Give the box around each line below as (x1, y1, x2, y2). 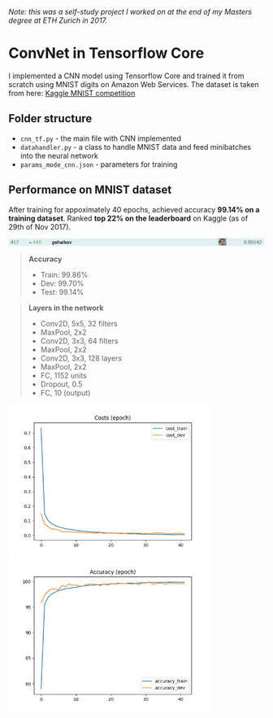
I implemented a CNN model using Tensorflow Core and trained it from (8, 71, 245, 81)
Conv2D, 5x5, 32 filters (40, 319, 118, 329)
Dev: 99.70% (40, 278, 84, 288)
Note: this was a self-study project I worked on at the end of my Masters (8, 7, 252, 16)
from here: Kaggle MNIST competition (8, 88, 136, 98)
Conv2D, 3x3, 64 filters (40, 336, 119, 346)
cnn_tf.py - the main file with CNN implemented (19, 134, 181, 143)
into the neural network (19, 151, 99, 160)
